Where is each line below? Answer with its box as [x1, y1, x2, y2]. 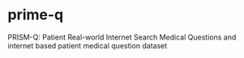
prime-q [7, 6, 64, 24]
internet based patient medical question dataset [7, 40, 168, 50]
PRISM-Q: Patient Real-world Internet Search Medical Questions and [7, 32, 237, 42]
